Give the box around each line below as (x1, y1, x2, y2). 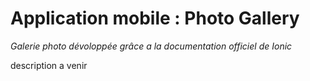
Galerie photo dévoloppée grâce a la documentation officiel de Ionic (10, 40, 293, 52)
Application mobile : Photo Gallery (10, 7, 300, 30)
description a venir (10, 59, 88, 71)
